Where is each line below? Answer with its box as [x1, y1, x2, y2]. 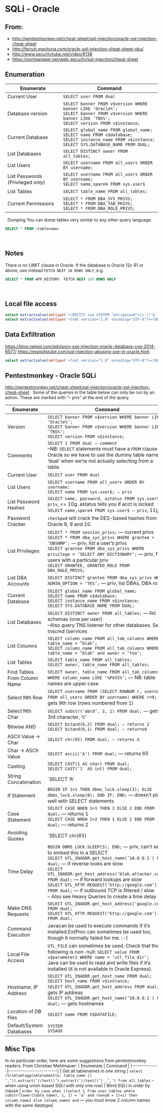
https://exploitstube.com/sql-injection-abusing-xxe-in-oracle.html [17, 348, 149, 354]
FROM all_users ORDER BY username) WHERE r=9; [48, 694, 157, 700]
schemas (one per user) [48, 616, 103, 622]
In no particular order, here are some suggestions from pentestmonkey [5, 1058, 147, 1064]
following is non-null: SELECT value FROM [48, 949, 140, 955]
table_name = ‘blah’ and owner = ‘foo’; [48, 651, 142, 656]
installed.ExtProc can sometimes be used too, [48, 929, 152, 935]
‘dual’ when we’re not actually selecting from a [48, 457, 153, 464]
